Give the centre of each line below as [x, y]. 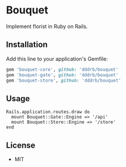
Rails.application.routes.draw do [48, 112]
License [21, 145]
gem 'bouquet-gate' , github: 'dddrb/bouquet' [62, 75]
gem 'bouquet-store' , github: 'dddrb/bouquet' [64, 80]
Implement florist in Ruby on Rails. [47, 26]
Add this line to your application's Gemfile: [57, 58]
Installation [27, 45]
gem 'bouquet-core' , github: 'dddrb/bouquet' [62, 69]
